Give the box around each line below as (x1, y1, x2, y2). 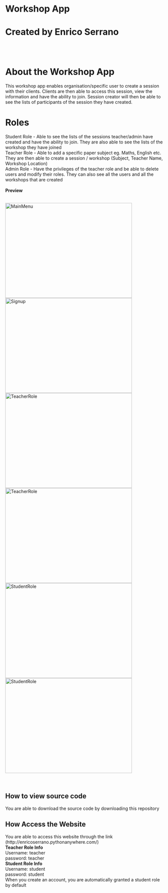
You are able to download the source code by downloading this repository (5, 805, 159, 811)
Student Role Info (5, 860, 43, 867)
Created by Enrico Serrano (5, 26, 119, 38)
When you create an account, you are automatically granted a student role (5, 876, 160, 882)
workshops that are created (5, 177, 63, 182)
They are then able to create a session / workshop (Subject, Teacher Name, (5, 155, 163, 161)
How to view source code (5, 792, 87, 801)
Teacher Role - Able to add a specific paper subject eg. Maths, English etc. (5, 150, 161, 156)
